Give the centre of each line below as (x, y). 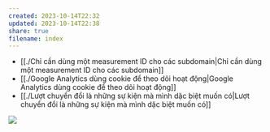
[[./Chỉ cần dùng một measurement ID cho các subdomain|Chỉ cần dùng (141, 62)
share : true (28, 31)
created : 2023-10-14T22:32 (54, 16)
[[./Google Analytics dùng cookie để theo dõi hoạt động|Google (126, 79)
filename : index (36, 38)
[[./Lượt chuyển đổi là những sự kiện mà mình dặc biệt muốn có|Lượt (135, 96)
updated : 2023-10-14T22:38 (54, 23)
